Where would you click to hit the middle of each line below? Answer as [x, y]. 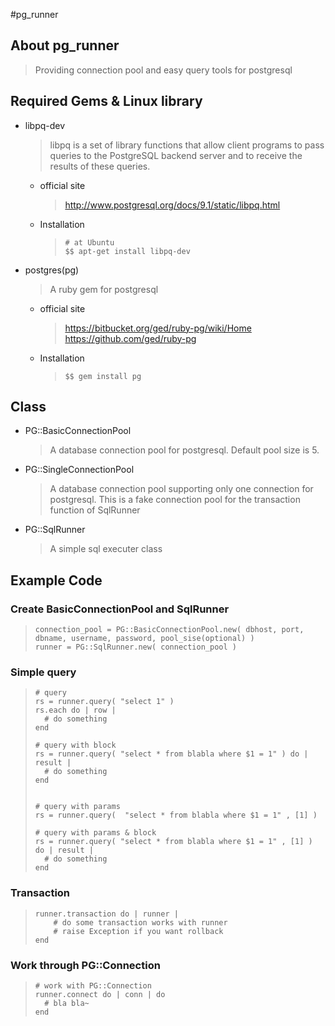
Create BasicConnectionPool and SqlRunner [120, 609]
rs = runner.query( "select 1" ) [104, 702]
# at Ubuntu [89, 242]
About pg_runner [65, 45]
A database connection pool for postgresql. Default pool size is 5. [184, 450]
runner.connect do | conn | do [100, 995]
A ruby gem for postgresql [104, 289]
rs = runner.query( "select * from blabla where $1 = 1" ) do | [171, 754]
